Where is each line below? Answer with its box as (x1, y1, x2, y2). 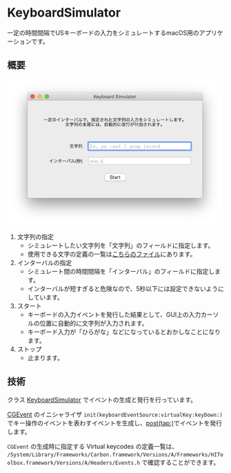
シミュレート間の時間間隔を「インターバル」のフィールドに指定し (27, 268, 215, 276)
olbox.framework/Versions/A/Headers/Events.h (7, 459, 140, 466)
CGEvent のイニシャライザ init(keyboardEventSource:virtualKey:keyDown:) (7, 410, 223, 418)
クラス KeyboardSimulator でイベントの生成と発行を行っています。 (7, 396, 197, 404)
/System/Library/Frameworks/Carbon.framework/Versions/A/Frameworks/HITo (7, 451, 224, 458)
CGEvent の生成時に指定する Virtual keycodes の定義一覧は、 (7, 442, 178, 450)
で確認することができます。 (141, 458, 220, 466)
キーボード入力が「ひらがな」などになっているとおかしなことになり (27, 328, 221, 336)
